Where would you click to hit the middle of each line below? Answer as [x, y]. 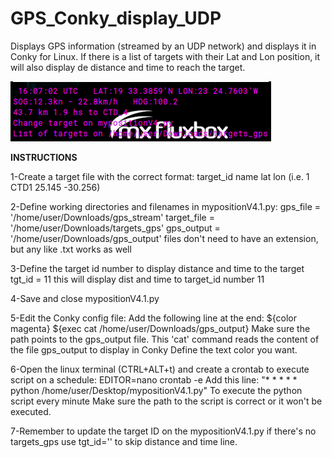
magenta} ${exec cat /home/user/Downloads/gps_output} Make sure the [160, 328]
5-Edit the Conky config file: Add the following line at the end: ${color [153, 318]
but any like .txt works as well [71, 249]
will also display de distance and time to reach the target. [128, 67]
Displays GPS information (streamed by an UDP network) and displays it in [163, 46]
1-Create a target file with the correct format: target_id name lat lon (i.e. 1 [160, 176]
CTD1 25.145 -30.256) [55, 187]
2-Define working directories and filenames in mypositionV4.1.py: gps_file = [165, 206]
